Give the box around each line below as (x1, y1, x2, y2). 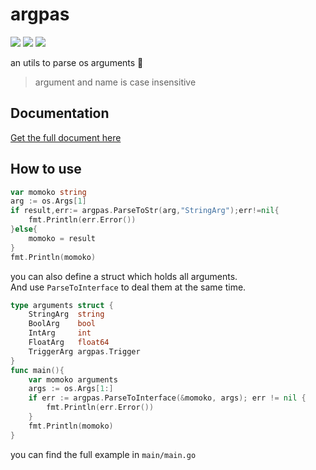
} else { (10, 224, 38, 235)
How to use (10, 161, 82, 178)
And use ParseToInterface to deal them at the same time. (10, 281, 247, 293)
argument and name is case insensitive (34, 76, 197, 88)
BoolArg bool (28, 319, 97, 329)
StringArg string (28, 309, 105, 320)
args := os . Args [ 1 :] (28, 384, 114, 394)
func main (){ (10, 365, 65, 375)
